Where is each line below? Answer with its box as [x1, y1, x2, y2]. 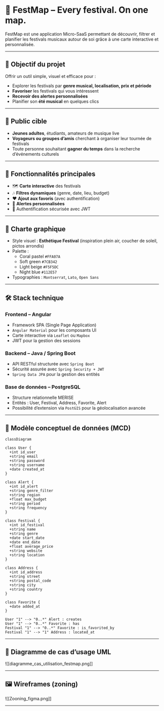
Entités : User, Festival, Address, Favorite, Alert [12, 400, 106, 406]
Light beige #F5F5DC [19, 264, 59, 270]
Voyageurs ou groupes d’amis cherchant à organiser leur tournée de [12, 135, 152, 141]
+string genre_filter [9, 489, 54, 493]
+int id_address [9, 570, 42, 575]
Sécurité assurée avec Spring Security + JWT [12, 366, 104, 372]
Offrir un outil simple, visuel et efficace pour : [5, 73, 96, 79]
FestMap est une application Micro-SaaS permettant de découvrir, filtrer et [5, 31, 155, 37]
